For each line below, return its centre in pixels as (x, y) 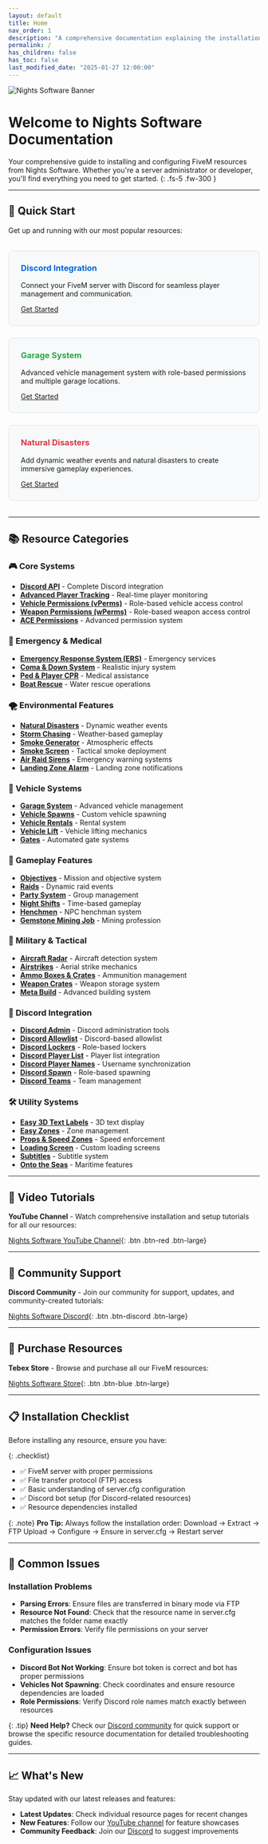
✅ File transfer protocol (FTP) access (81, 1480)
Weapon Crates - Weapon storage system (90, 983)
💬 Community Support (65, 1273)
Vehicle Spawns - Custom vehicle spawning (93, 814)
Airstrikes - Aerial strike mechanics (79, 967)
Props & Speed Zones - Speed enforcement (92, 1139)
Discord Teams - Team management (81, 1081)
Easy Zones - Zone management (74, 1131)
